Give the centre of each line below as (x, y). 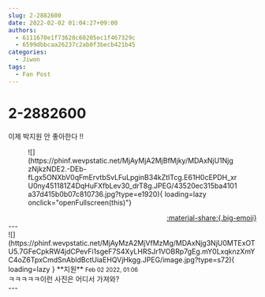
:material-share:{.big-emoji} (212, 217)
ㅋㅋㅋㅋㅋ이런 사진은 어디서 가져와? (64, 279)
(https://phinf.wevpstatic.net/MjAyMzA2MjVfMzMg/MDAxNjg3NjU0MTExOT (132, 242)
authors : (22, 30)
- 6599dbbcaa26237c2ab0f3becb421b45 (75, 45)
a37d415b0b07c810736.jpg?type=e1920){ (95, 194)
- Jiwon (28, 60)
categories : (28, 52)
